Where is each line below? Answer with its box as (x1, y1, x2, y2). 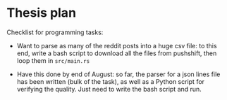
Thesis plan (6, 5, 77, 21)
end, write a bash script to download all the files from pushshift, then (16, 49, 217, 57)
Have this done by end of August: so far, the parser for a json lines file (16, 70, 221, 78)
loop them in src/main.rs (16, 56, 90, 64)
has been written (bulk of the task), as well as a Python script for (16, 77, 205, 85)
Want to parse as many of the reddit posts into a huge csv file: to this (16, 41, 217, 50)
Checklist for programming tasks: (6, 28, 104, 36)
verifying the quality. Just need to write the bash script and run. (16, 85, 202, 93)
